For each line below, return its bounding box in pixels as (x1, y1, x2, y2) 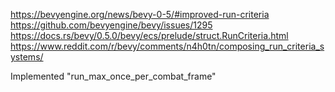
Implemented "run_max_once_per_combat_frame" (10, 70, 217, 82)
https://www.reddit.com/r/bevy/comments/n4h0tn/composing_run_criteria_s (10, 40, 325, 52)
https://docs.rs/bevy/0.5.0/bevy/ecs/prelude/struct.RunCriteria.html (10, 30, 289, 41)
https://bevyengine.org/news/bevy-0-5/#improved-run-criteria (10, 9, 270, 20)
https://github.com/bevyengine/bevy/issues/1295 (10, 19, 213, 31)
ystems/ (10, 51, 44, 63)
